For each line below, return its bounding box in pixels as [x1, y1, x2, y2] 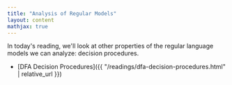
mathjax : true [7, 23, 49, 30]
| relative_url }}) [17, 70, 63, 78]
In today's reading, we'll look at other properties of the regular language [7, 42, 214, 50]
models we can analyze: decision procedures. [7, 49, 139, 57]
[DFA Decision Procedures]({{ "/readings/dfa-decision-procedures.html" [17, 63, 226, 71]
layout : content [7, 17, 54, 23]
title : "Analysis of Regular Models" [7, 10, 117, 17]
